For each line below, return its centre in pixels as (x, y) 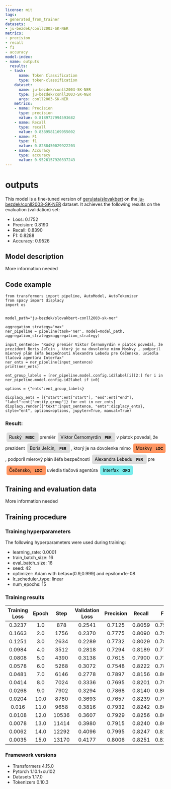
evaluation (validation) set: (33, 209)
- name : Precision (33, 108)
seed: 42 (22, 568)
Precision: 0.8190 (30, 224)
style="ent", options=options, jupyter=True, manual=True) (68, 411)
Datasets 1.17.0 (27, 776)
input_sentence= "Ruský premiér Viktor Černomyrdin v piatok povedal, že (84, 345)
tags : (11, 15)
